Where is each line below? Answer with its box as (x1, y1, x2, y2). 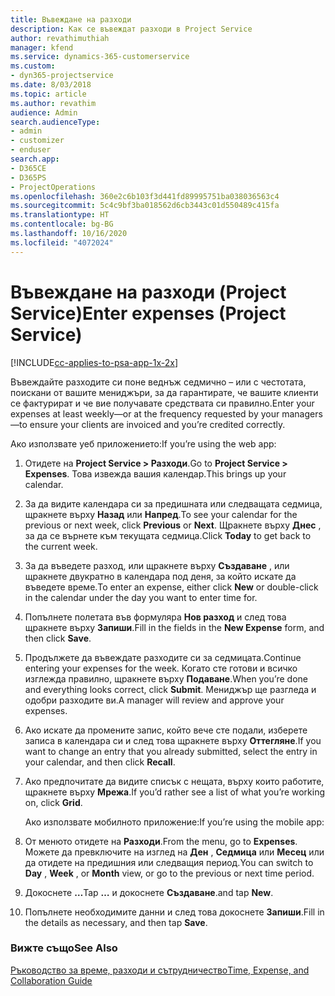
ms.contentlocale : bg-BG (10, 219, 114, 230)
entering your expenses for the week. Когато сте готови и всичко (24, 662, 298, 674)
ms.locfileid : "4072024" (10, 237, 114, 248)
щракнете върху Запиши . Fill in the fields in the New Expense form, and (24, 621, 325, 633)
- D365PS (10, 172, 47, 183)
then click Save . (24, 632, 92, 644)
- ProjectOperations (10, 182, 97, 192)
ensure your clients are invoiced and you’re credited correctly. (29, 418, 286, 430)
